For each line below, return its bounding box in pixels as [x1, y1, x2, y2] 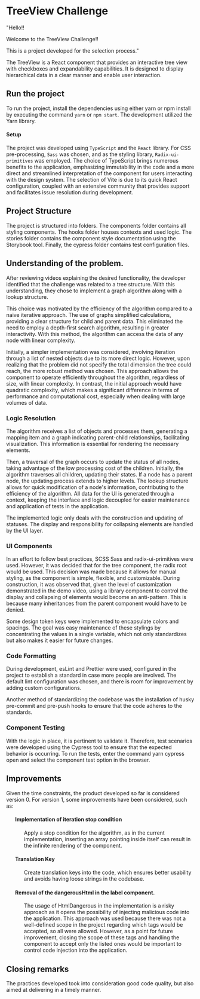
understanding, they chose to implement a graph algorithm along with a [6, 287, 182, 294]
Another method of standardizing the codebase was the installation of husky [6, 696, 195, 703]
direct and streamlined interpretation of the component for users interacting [6, 169, 193, 177]
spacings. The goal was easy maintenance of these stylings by [6, 624, 161, 631]
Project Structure [6, 206, 72, 216]
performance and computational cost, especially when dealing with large [6, 393, 186, 400]
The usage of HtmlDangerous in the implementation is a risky [23, 902, 174, 909]
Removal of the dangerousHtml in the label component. [14, 889, 155, 896]
